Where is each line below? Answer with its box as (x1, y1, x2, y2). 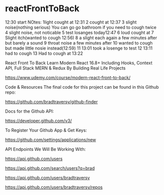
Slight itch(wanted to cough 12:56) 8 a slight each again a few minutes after (5, 35, 158, 41)
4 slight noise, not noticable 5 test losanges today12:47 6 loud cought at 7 (5, 29, 154, 35)
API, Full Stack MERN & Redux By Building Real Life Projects (5, 65, 126, 71)
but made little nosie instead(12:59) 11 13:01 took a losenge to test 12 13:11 (5, 45, 153, 51)
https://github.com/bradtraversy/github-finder (5, 98, 98, 104)
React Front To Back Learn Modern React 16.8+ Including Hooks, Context (5, 60, 153, 66)
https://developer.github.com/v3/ (5, 118, 72, 123)
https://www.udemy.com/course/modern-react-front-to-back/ (5, 74, 131, 80)
